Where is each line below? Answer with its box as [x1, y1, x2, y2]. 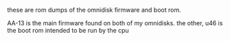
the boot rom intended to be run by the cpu [7, 27, 129, 34]
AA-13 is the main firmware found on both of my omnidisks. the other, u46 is [7, 19, 223, 27]
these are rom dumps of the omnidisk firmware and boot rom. [7, 6, 181, 14]
